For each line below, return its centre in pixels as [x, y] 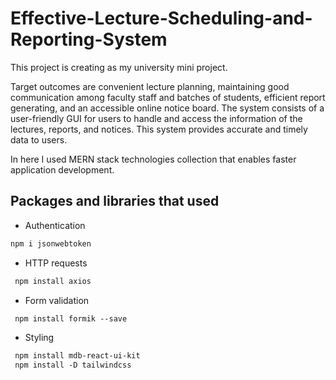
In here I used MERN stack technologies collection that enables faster [153, 159]
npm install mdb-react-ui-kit [77, 356]
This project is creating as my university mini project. [119, 67]
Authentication [55, 225]
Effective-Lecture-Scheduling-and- [161, 18]
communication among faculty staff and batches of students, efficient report [168, 97]
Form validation [57, 300]
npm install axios [53, 281]
